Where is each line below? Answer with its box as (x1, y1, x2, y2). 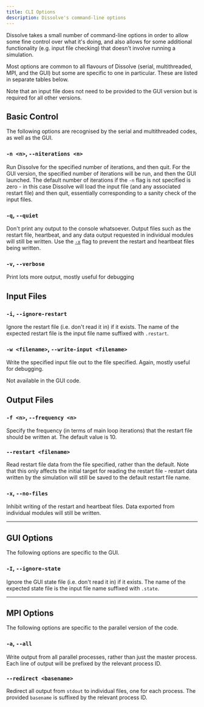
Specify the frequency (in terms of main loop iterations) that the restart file (6, 426, 193, 434)
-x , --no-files (6, 489, 49, 498)
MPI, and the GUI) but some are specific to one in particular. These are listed (6, 69, 198, 76)
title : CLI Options (6, 9, 56, 15)
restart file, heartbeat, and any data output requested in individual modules (6, 231, 194, 239)
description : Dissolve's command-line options (6, 15, 126, 21)
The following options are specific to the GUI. (6, 549, 120, 556)
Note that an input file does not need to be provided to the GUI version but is (6, 87, 198, 95)
